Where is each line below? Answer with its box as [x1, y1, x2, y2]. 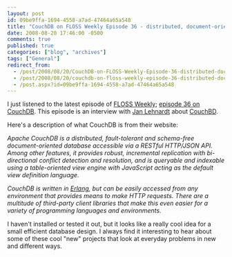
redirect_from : [7, 62, 51, 69]
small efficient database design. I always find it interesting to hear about [7, 227, 212, 236]
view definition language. [7, 171, 79, 179]
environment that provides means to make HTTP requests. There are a [7, 192, 209, 200]
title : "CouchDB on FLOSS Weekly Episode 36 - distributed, [7, 23, 184, 30]
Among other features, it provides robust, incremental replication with [7, 149, 206, 157]
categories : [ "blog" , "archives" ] [7, 49, 107, 56]
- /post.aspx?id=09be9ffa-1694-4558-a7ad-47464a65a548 [13, 81, 175, 88]
